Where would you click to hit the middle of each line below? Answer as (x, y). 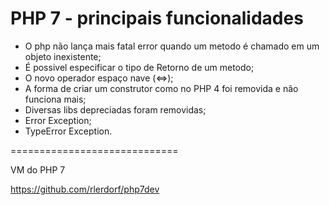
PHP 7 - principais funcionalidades (157, 18)
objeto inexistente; (63, 56)
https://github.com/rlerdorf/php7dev (85, 189)
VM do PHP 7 (38, 169)
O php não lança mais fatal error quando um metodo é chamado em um (172, 46)
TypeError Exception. (68, 131)
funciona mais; (55, 99)
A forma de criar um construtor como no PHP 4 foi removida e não (161, 88)
